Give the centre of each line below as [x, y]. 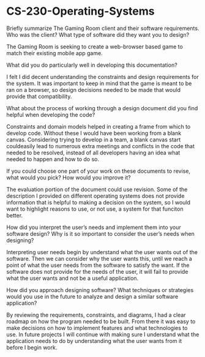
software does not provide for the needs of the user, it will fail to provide [97, 271]
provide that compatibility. [39, 96]
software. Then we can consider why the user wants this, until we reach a [99, 258]
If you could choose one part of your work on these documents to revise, [99, 171]
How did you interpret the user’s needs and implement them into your [94, 227]
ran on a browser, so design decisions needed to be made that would [93, 89]
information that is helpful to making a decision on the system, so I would [99, 202]
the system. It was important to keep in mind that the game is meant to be [99, 83]
